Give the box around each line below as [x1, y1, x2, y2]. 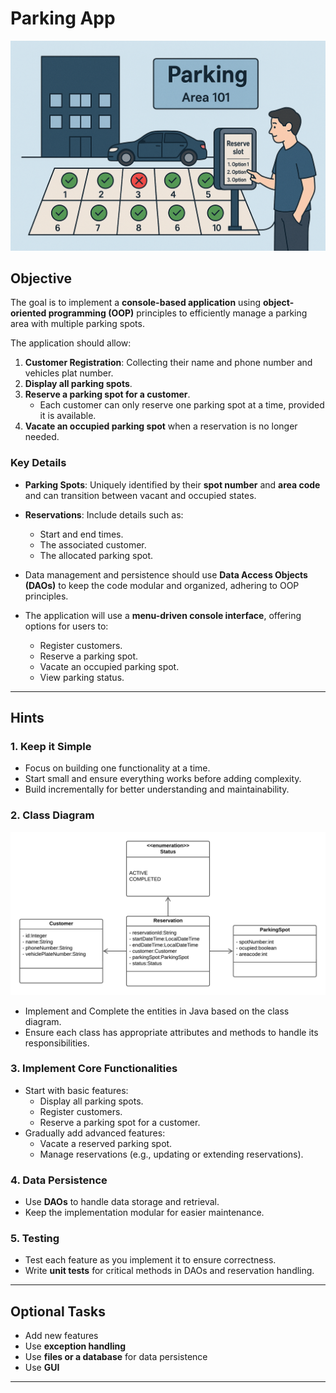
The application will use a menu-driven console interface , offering [24, 609, 302, 621]
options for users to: [24, 620, 109, 632]
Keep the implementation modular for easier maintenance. [24, 1207, 265, 1219]
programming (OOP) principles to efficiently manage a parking [48, 307, 308, 319]
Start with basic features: [24, 1084, 129, 1096]
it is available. [39, 410, 97, 422]
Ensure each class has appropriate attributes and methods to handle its [24, 1026, 319, 1038]
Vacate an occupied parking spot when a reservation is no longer [24, 420, 298, 432]
